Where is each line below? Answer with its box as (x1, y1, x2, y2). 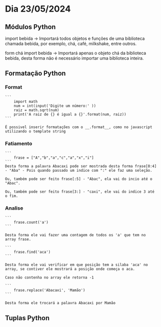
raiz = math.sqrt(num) (14, 108, 59, 113)
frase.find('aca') (14, 250, 51, 255)
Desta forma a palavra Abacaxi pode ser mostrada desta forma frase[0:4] (5, 163, 157, 168)
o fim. (5, 193, 18, 198)
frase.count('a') (14, 220, 49, 225)
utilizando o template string (5, 129, 66, 134)
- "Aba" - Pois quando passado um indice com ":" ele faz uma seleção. (5, 168, 152, 173)
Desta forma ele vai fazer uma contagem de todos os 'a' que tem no (5, 233, 146, 238)
